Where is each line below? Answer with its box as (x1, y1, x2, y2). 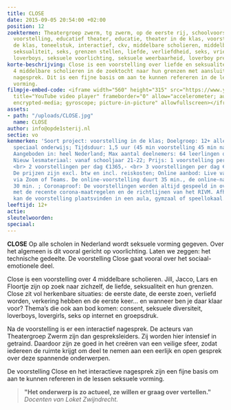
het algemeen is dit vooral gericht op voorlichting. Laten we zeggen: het (7, 247, 211, 255)
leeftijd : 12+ (7, 202, 48, 209)
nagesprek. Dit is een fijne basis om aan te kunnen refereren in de (13, 73, 217, 81)
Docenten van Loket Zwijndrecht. (23, 395, 118, 403)
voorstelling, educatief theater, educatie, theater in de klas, (13, 36, 205, 43)
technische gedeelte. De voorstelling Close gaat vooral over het (7, 254, 188, 262)
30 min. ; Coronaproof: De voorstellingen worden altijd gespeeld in (13, 183, 217, 190)
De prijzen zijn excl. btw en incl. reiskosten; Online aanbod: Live (13, 170, 217, 176)
